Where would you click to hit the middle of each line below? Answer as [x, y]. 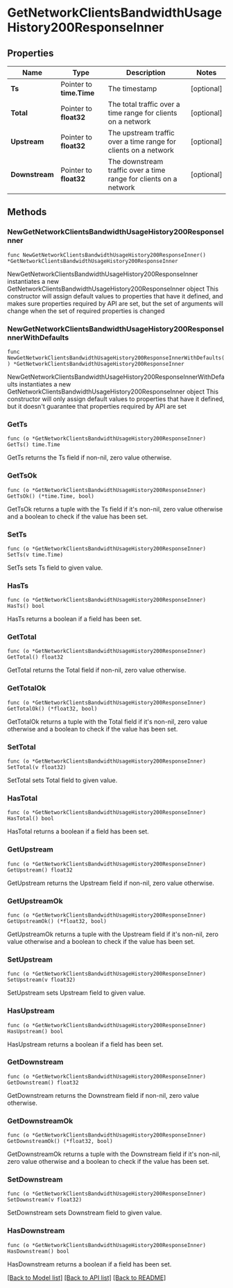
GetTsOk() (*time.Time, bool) [51, 496]
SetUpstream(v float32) [42, 980]
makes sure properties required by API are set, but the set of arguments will [115, 303]
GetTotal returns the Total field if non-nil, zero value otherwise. [97, 670]
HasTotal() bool [31, 819]
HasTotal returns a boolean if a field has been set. [78, 831]
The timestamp [132, 88]
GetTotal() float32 [35, 657]
